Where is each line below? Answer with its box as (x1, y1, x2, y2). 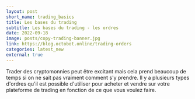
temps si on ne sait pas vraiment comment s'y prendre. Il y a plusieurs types (6, 74, 190, 81)
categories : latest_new (6, 47, 64, 52)
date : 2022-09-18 (6, 30, 48, 36)
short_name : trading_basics (6, 14, 75, 20)
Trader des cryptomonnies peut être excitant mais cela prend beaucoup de (6, 68, 187, 75)
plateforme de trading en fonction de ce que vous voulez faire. (6, 86, 156, 93)
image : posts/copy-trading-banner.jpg (6, 36, 100, 41)
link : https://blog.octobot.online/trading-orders (6, 41, 132, 47)
